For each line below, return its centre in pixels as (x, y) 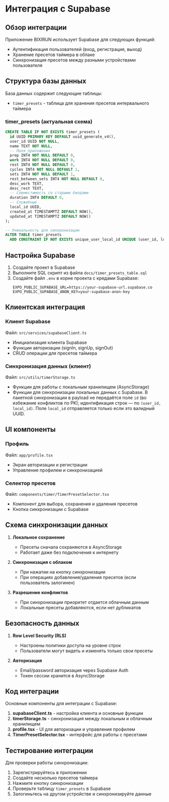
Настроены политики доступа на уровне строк (70, 645)
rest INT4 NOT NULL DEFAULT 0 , (43, 165)
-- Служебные (23, 202)
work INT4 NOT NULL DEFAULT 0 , (43, 160)
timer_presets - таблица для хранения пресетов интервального (81, 103)
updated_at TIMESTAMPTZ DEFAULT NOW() (51, 216)
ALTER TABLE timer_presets (33, 235)
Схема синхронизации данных (57, 525)
